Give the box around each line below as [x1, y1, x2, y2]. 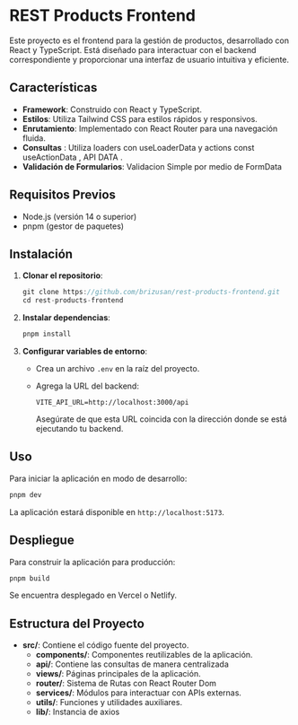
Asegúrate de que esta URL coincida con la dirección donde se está [35, 414, 287, 424]
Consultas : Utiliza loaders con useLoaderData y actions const [22, 142, 255, 153]
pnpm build [9, 573, 50, 583]
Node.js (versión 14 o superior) [22, 211, 137, 222]
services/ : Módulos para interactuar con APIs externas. [35, 687, 242, 698]
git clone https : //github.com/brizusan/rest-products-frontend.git [22, 288, 280, 297]
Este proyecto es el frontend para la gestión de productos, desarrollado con [9, 35, 290, 46]
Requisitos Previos [9, 188, 117, 203]
